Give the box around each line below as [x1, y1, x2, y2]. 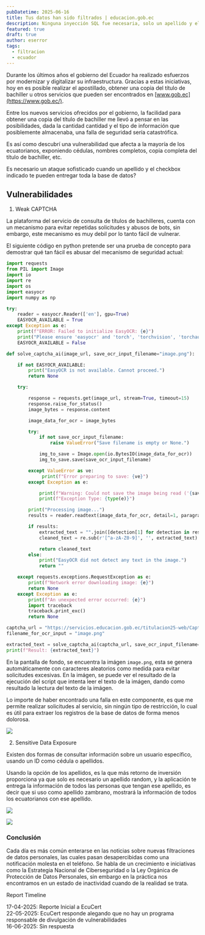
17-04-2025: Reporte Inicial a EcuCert [6, 903, 102, 911]
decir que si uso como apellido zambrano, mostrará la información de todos [6, 788, 197, 796]
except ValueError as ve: [28, 468, 95, 474]
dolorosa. [6, 716, 31, 723]
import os [6, 283, 32, 289]
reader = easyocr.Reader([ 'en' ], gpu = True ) [17, 311, 130, 318]
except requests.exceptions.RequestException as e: [17, 574, 151, 581]
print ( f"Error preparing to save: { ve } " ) [41, 473, 149, 480]
